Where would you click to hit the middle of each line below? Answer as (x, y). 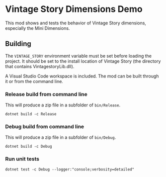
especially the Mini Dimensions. (38, 28)
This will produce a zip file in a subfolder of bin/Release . (63, 105)
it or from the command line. (34, 81)
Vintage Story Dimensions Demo (74, 9)
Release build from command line (46, 94)
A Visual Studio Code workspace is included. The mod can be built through (82, 76)
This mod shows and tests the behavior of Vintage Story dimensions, (76, 23)
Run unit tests (22, 159)
